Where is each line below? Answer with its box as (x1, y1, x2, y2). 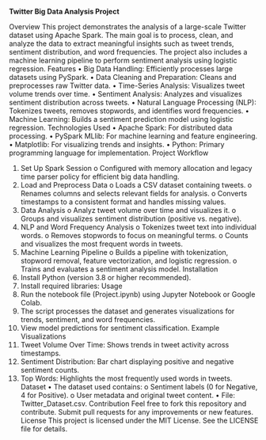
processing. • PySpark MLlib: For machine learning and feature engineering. (9, 131, 258, 141)
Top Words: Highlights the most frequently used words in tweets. (20, 374, 233, 383)
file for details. (20, 424, 68, 434)
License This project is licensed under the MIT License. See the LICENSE (20, 415, 259, 425)
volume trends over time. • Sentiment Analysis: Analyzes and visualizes (9, 89, 242, 98)
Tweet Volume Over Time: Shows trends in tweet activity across (20, 340, 230, 349)
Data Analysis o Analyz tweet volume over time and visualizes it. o (20, 206, 237, 214)
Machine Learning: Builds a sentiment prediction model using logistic (9, 115, 234, 123)
